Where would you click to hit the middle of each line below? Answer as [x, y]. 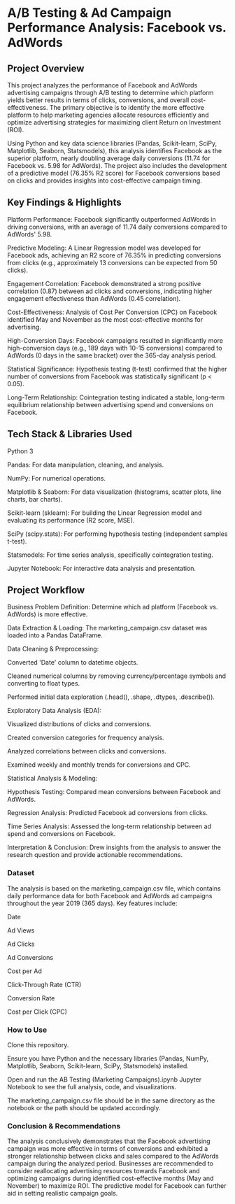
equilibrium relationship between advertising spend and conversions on [110, 404]
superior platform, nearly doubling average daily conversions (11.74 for [109, 158]
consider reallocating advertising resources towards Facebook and [104, 1171]
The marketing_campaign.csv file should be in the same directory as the [111, 1100]
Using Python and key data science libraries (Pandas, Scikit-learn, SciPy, [112, 143]
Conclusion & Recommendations [64, 1126]
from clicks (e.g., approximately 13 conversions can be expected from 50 [113, 262]
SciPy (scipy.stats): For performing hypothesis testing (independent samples [117, 534]
